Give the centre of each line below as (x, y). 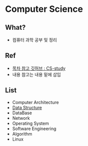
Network (21, 118)
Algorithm (22, 134)
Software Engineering (34, 128)
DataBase (22, 113)
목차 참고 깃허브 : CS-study (39, 68)
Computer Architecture (35, 102)
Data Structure (27, 107)
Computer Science (44, 9)
